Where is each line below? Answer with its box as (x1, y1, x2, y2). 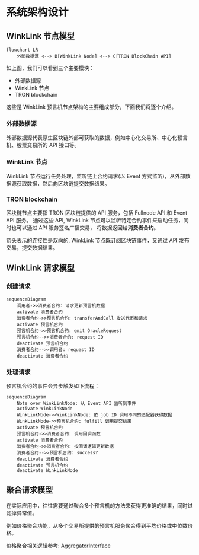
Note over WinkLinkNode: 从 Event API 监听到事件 (17, 400, 136, 406)
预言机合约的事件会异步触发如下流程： (6, 382, 99, 389)
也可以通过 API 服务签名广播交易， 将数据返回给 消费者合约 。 (11, 224, 159, 231)
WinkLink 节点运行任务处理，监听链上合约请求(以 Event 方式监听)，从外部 (6, 173, 185, 180)
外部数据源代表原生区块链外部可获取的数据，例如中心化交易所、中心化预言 (6, 134, 188, 141)
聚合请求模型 (6, 485, 53, 495)
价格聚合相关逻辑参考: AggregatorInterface (6, 542, 111, 549)
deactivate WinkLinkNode (17, 467, 78, 473)
